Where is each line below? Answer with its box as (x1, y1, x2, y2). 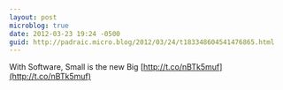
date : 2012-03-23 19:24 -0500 (9, 29, 121, 38)
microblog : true (9, 21, 69, 30)
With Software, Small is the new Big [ (9, 62, 144, 72)
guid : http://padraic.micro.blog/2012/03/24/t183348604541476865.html (9, 37, 275, 47)
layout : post (9, 12, 57, 22)
